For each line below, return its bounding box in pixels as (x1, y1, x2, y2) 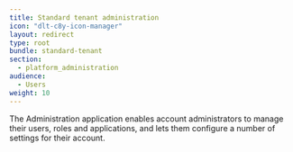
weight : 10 (9, 88, 50, 97)
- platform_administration (17, 64, 119, 73)
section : (9, 55, 42, 64)
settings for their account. (9, 132, 105, 143)
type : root (9, 38, 50, 48)
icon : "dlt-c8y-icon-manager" (9, 22, 124, 31)
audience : (9, 72, 47, 81)
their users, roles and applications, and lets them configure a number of (9, 122, 276, 133)
